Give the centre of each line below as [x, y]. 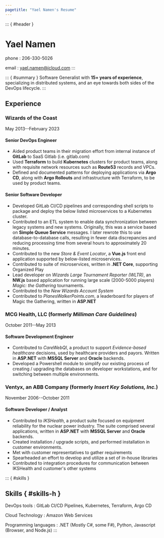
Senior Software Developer [34, 195]
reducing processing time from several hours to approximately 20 [79, 243]
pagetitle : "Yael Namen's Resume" [41, 10]
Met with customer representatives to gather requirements [72, 452]
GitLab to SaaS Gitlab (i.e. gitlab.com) [51, 157]
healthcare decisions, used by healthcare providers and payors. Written [86, 353]
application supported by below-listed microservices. [67, 259]
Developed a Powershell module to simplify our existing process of [81, 364]
